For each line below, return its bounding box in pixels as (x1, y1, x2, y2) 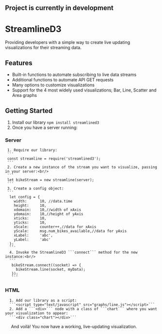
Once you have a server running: (12, 124, 78, 130)
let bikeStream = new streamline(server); (7, 178, 95, 183)
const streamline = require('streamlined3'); (7, 156, 101, 161)
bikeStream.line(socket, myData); (16, 267, 86, 272)
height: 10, (14, 203, 47, 208)
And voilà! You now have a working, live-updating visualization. (11, 323, 137, 329)
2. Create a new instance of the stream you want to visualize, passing (7, 165, 158, 170)
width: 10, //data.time (14, 199, 73, 204)
